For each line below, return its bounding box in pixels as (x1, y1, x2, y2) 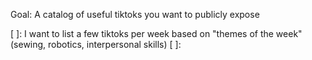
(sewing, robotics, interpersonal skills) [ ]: (10, 39, 182, 50)
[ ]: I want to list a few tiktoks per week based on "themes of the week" (10, 28, 303, 39)
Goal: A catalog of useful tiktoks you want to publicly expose (10, 9, 260, 20)
